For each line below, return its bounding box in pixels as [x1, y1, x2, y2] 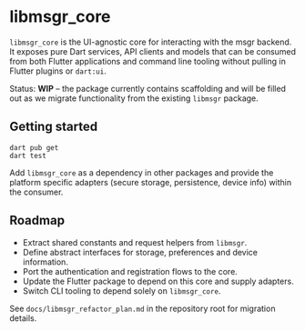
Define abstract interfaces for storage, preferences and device [22, 246, 258, 257]
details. [9, 312, 37, 324]
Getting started [9, 119, 98, 135]
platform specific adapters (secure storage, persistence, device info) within [9, 176, 292, 187]
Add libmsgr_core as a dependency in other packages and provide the [9, 166, 274, 178]
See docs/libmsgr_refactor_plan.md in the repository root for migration [9, 303, 276, 314]
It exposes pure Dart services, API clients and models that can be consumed [9, 45, 297, 56]
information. [22, 256, 68, 267]
